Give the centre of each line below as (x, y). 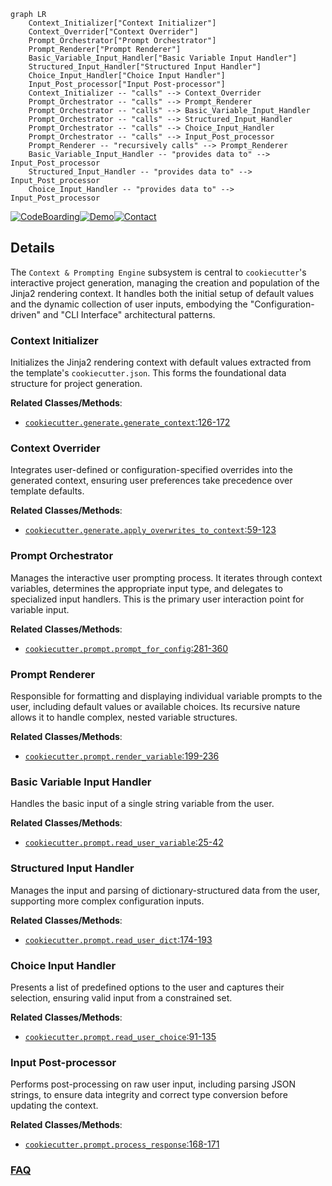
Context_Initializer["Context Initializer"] (122, 23)
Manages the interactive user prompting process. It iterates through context (166, 577)
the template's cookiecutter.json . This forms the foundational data (148, 373)
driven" (25, 314)
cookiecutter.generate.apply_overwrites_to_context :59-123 (150, 530)
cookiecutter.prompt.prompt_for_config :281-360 (126, 648)
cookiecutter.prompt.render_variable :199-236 (122, 756)
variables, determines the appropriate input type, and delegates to (146, 588)
